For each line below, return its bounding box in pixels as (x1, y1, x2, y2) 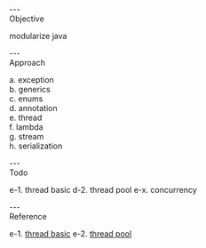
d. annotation (9, 103, 58, 113)
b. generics (9, 84, 51, 94)
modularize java (9, 31, 67, 41)
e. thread (9, 112, 43, 123)
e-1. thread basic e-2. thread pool (9, 228, 132, 239)
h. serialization (9, 140, 63, 151)
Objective (9, 13, 44, 24)
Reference (9, 212, 47, 221)
